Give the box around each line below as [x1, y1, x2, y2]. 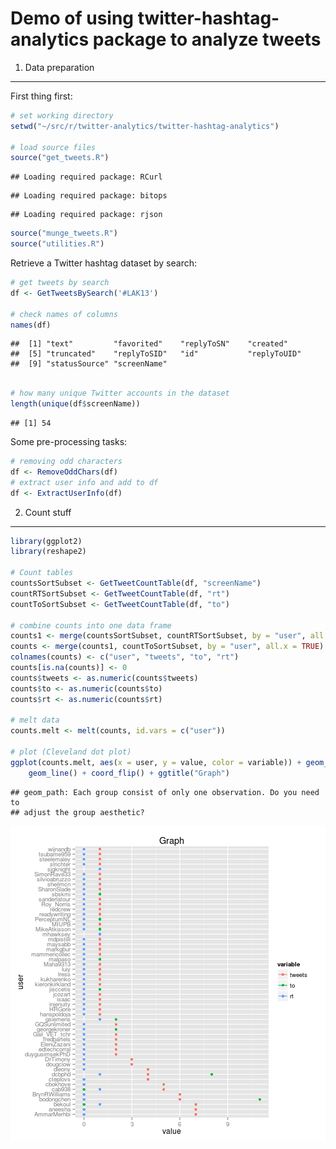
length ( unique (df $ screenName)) [10, 399, 141, 409]
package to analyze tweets [92, 28, 322, 51]
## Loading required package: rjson [10, 210, 163, 220]
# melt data [10, 715, 60, 726]
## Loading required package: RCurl [10, 172, 163, 182]
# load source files [10, 142, 97, 152]
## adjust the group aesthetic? [10, 807, 145, 817]
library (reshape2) [10, 547, 87, 557]
